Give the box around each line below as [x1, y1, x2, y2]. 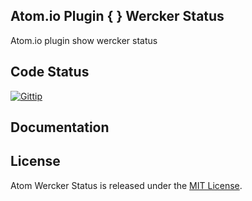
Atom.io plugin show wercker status [10, 34, 158, 46]
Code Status [10, 64, 90, 81]
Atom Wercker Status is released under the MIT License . [10, 179, 243, 191]
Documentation [10, 119, 110, 136]
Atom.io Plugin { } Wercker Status [10, 8, 225, 25]
